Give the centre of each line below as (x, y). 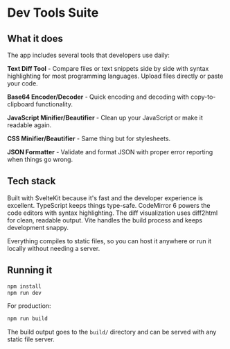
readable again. (29, 125)
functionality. (54, 104)
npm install (24, 286)
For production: (29, 306)
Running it (30, 270)
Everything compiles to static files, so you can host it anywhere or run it (109, 241)
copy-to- (203, 97)
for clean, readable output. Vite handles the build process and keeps (105, 220)
